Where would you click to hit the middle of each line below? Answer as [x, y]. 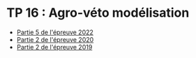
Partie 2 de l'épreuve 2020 [55, 39]
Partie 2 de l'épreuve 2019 [54, 47]
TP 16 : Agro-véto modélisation [98, 13]
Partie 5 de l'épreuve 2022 [55, 32]
